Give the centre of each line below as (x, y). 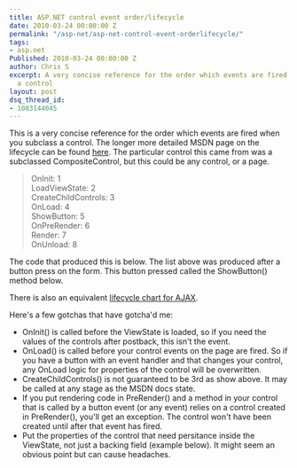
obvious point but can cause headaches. (96, 455)
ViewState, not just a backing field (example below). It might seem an (148, 445)
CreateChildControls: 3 (73, 198)
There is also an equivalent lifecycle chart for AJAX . (104, 298)
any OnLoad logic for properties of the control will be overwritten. (141, 370)
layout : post (33, 91)
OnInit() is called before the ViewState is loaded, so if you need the (144, 332)
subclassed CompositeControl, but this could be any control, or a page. (140, 161)
